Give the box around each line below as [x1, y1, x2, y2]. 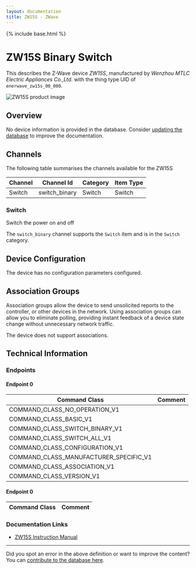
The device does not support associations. [6, 332, 109, 339]
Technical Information [6, 349, 88, 358]
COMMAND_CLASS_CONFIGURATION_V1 [9, 443, 124, 451]
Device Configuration [6, 254, 86, 264]
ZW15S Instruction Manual [14, 533, 78, 540]
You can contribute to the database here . [6, 557, 105, 563]
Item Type [114, 179, 143, 187]
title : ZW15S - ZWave [6, 14, 59, 20]
